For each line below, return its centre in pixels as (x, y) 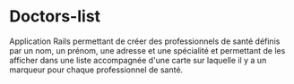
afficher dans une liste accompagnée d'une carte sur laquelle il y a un (138, 60)
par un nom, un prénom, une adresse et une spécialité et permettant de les (147, 50)
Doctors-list (55, 17)
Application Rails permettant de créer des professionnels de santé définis (145, 41)
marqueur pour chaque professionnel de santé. (96, 70)
